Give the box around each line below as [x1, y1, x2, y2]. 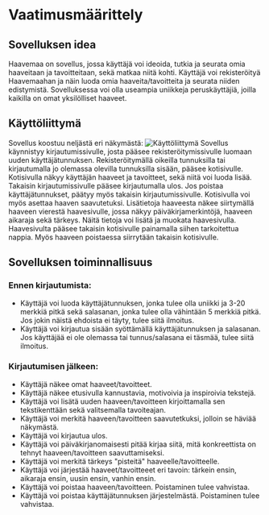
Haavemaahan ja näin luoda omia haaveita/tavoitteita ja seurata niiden [8, 77, 240, 85]
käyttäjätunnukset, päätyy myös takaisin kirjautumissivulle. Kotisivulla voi [8, 189, 250, 199]
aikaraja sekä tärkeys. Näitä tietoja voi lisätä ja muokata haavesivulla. [8, 215, 237, 225]
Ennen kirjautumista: [8, 280, 92, 291]
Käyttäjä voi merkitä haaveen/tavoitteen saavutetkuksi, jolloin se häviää [19, 413, 256, 423]
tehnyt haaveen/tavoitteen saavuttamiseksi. [19, 447, 165, 457]
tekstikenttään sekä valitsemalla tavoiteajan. [19, 405, 167, 414]
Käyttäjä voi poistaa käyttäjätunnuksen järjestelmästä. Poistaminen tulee [19, 490, 260, 500]
